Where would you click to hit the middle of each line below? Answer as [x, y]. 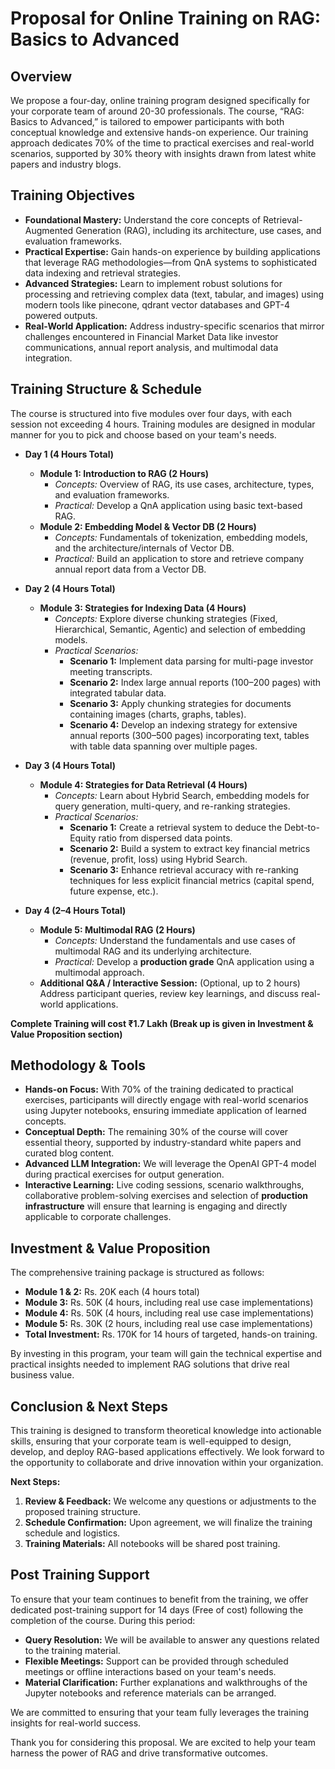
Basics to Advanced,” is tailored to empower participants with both [147, 121]
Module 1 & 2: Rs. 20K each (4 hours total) [112, 1292]
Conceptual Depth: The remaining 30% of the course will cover [156, 1132]
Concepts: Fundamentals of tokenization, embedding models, [181, 537]
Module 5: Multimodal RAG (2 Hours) [117, 929]
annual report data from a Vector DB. [130, 569]
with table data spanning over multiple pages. [163, 746]
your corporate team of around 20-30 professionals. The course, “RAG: [157, 111]
